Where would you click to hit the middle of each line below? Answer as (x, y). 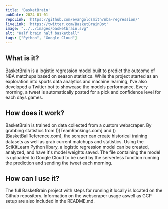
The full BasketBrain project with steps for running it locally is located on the (84, 191)
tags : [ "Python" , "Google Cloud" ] (41, 38)
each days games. (24, 97)
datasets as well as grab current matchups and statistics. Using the (74, 141)
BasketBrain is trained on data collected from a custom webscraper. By (78, 125)
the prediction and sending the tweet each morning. (59, 163)
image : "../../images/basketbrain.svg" (47, 29)
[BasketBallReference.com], (34, 136)
